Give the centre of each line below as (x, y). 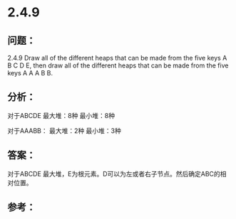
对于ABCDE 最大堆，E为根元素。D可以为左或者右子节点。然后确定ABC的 (114, 173)
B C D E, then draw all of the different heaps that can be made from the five (118, 65)
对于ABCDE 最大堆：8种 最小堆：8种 (61, 115)
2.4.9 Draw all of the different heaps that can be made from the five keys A (117, 58)
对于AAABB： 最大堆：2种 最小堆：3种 (64, 130)
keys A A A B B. (30, 73)
